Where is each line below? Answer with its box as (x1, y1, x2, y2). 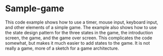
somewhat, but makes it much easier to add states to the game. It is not (5, 40, 150, 46)
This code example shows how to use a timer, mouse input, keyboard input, (5, 19, 159, 25)
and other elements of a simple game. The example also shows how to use (5, 24, 157, 30)
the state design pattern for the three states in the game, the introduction (5, 29, 154, 35)
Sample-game (5, 3, 65, 14)
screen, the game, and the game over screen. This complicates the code (5, 35, 153, 41)
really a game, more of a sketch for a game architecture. (5, 45, 119, 51)
